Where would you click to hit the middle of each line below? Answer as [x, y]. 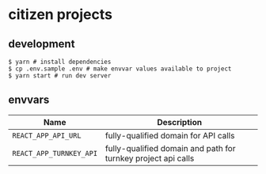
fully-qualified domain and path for [170, 148]
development [42, 44]
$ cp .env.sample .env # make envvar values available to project [120, 69]
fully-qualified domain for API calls [170, 135]
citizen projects [61, 15]
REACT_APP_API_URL [47, 135]
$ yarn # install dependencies [60, 62]
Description [180, 122]
